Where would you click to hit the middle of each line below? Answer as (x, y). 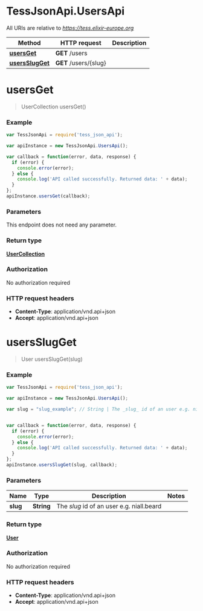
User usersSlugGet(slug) (52, 359)
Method (29, 42)
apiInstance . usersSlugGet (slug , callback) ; (62, 465)
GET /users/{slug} (81, 63)
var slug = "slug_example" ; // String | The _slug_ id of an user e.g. (98, 409)
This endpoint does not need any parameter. (61, 225)
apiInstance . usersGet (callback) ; (48, 196)
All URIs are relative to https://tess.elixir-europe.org (70, 28)
